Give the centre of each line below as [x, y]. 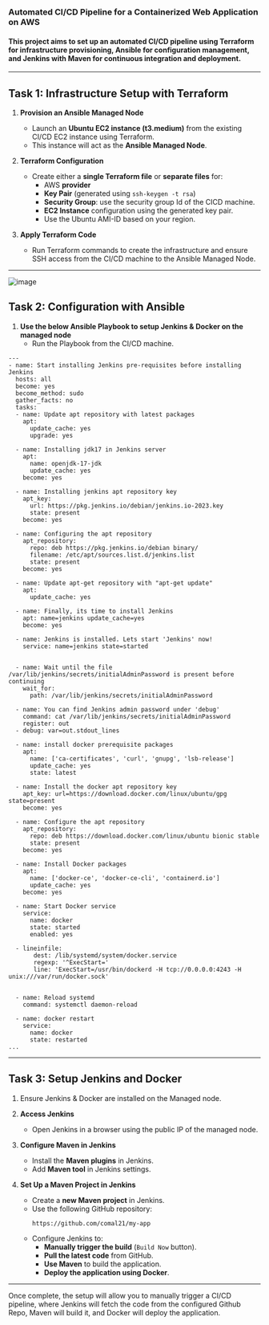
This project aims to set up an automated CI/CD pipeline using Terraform [131, 41]
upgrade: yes [51, 435]
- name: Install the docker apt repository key [96, 787]
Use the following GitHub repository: [92, 1209]
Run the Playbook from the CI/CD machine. [103, 343]
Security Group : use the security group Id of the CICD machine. [149, 202]
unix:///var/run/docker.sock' [59, 976]
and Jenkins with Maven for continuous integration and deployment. [125, 58]
